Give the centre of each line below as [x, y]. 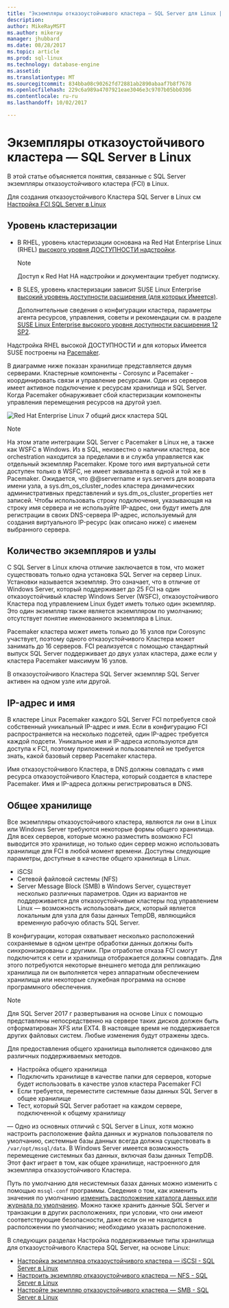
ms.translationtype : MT [41, 77]
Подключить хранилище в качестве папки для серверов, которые [114, 1077]
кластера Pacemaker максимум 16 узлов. [68, 661]
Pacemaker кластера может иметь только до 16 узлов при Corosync [107, 632]
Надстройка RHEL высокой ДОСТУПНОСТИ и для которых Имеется [107, 345]
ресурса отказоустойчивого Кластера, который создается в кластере [110, 776]
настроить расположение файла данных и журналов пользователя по [110, 1134]
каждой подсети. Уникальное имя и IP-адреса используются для [103, 741]
